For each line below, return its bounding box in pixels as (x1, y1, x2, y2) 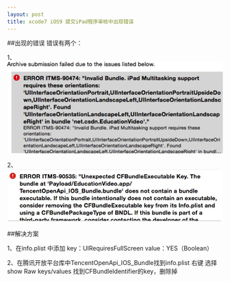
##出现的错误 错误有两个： (7, 38, 83, 47)
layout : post (7, 11, 44, 18)
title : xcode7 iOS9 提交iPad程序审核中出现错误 (7, 18, 134, 25)
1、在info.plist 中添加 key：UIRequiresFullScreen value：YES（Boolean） (7, 244, 214, 252)
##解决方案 (7, 229, 39, 238)
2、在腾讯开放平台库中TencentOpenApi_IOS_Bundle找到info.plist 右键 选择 (7, 258, 218, 266)
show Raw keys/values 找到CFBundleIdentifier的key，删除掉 (7, 267, 178, 275)
